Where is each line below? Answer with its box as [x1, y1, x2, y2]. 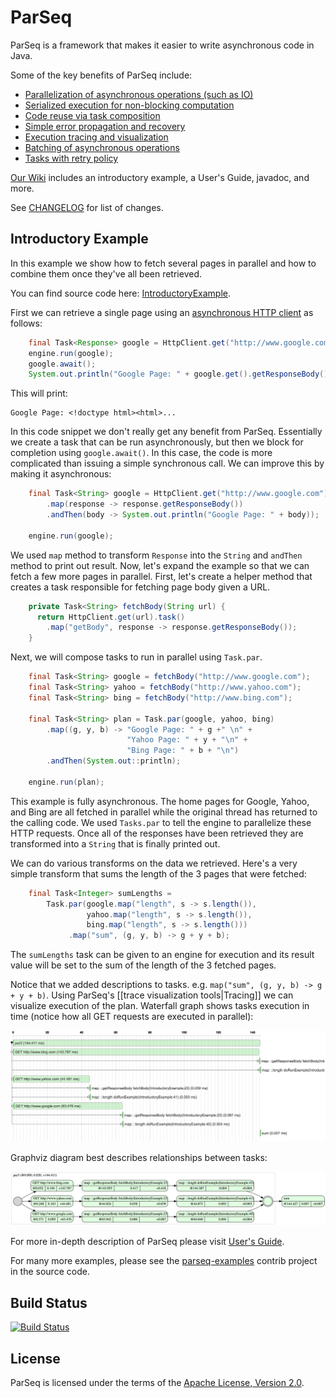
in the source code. [10, 1266, 90, 1278]
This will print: [10, 387, 68, 400]
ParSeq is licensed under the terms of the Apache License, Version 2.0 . [10, 1377, 305, 1389]
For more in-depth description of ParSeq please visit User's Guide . [10, 1236, 285, 1248]
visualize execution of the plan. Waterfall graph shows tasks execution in [10, 1000, 310, 1012]
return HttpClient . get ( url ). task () [36, 612, 186, 622]
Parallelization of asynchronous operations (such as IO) [24, 88, 254, 100]
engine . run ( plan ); [28, 777, 105, 787]
